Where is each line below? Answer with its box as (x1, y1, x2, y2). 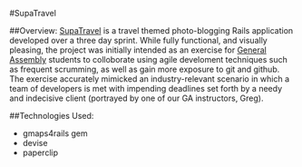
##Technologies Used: (9, 111, 94, 121)
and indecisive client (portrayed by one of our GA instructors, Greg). (9, 93, 264, 103)
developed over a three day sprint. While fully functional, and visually (9, 35, 268, 45)
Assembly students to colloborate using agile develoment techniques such (9, 54, 287, 64)
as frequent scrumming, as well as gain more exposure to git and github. (9, 64, 280, 74)
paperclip (22, 147, 59, 158)
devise (22, 138, 48, 148)
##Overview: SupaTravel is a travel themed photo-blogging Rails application (9, 25, 294, 35)
